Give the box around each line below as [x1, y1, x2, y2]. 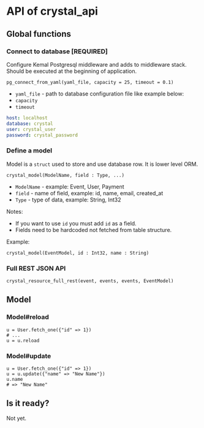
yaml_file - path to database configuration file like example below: [15, 90, 184, 97]
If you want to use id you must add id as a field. [15, 219, 137, 227]
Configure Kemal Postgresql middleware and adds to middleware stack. [6, 61, 187, 68]
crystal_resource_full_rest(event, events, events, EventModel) [6, 277, 174, 284]
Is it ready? [6, 398, 50, 408]
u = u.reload [6, 337, 40, 344]
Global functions [6, 29, 72, 39]
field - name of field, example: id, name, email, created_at [15, 189, 164, 197]
